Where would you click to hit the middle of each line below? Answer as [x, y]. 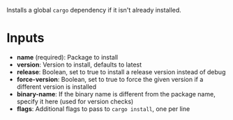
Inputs [25, 38]
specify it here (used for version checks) [75, 101]
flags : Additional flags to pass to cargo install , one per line [103, 109]
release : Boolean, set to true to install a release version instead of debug [121, 71]
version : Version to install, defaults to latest [79, 65]
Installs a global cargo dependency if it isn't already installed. [94, 10]
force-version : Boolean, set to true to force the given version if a [110, 79]
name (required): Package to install [67, 57]
